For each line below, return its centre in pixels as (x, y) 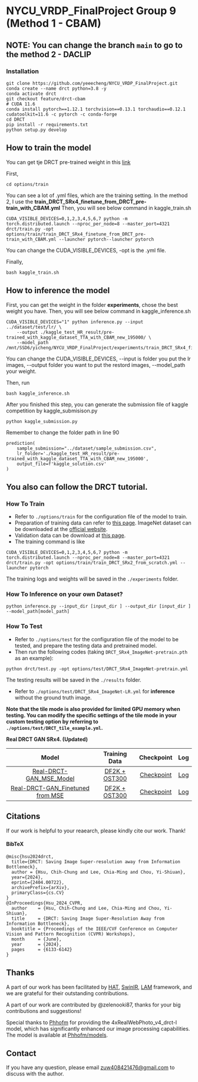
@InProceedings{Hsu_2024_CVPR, (44, 903)
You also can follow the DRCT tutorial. (77, 487)
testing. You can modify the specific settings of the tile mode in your (91, 715)
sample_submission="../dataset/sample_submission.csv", (87, 448)
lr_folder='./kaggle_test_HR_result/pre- (68, 453)
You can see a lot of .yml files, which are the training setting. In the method (97, 195)
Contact (21, 1053)
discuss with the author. (35, 1074)
